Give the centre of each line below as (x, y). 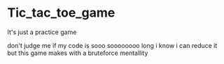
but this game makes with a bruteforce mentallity (78, 53)
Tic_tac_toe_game (61, 13)
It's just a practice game (42, 32)
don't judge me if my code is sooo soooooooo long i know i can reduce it (112, 45)
